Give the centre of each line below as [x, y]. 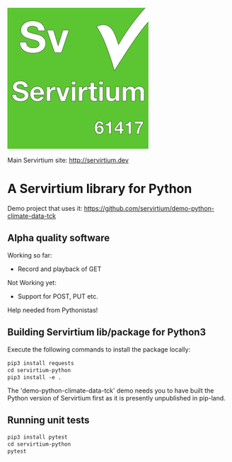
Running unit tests [48, 420]
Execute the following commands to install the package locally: [99, 349]
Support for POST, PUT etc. [58, 296]
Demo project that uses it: [45, 208]
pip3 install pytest [38, 437]
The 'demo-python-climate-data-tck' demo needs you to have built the [111, 391]
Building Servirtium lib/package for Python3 [107, 332]
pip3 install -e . [34, 377]
